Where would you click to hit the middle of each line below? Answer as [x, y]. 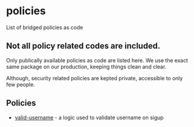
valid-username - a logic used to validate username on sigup [89, 118]
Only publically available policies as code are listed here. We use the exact [97, 60]
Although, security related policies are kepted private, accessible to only [94, 78]
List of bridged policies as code [44, 27]
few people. [21, 84]
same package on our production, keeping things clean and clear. [86, 66]
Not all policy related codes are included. [83, 46]
